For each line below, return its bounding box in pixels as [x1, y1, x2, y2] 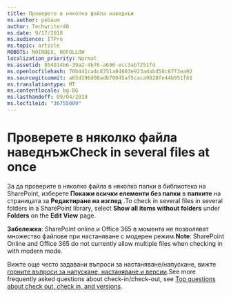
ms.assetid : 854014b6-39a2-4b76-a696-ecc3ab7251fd [7, 61, 156, 68]
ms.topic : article [7, 42, 60, 49]
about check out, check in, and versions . [7, 282, 123, 290]
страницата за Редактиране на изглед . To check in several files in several [7, 196, 223, 204]
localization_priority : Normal [7, 55, 97, 62]
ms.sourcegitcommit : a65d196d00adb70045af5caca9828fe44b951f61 [7, 74, 193, 82]
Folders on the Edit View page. [7, 211, 97, 220]
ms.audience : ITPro [7, 36, 63, 43]
